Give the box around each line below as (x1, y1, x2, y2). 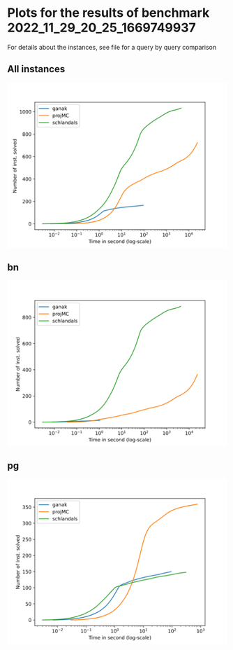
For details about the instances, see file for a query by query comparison (7, 43, 217, 51)
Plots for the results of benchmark (7, 5, 210, 21)
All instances (7, 63, 66, 75)
